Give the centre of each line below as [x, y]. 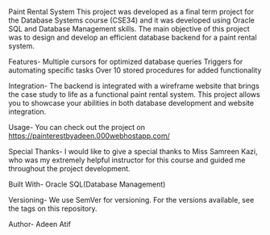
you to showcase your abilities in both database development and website [131, 103]
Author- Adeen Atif [39, 224]
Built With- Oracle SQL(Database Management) [87, 184]
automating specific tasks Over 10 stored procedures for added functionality [135, 70]
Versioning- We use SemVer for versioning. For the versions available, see [131, 200]
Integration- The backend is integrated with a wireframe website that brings [134, 86]
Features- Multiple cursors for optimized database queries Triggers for [126, 61]
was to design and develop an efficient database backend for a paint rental [133, 37]
